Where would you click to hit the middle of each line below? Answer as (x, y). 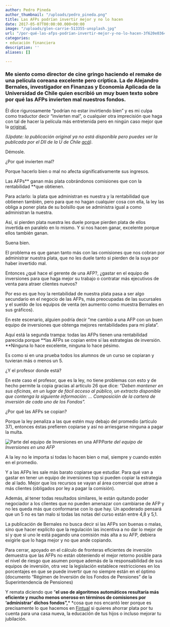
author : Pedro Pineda (28, 10)
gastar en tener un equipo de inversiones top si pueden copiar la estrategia (83, 477)
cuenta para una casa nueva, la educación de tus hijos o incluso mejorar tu (83, 613)
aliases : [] (18, 52)
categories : (18, 38)
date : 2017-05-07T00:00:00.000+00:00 (45, 24)
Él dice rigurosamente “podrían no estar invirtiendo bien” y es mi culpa (79, 110)
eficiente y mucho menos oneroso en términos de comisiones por (76, 597)
